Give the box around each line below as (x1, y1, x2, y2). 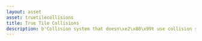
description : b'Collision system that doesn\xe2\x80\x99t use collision (6, 25, 192, 32)
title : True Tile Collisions (6, 20, 79, 26)
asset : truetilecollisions (6, 14, 74, 20)
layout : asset (6, 8, 42, 15)
